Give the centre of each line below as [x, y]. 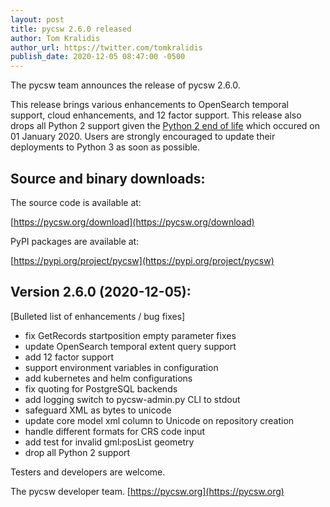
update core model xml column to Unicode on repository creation [159, 420]
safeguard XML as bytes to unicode [98, 410]
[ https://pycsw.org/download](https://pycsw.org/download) [132, 222]
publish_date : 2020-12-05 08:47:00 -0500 [98, 57]
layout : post [37, 19]
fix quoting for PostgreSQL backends [101, 388]
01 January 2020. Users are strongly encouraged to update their [143, 137]
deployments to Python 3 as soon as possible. [105, 147]
